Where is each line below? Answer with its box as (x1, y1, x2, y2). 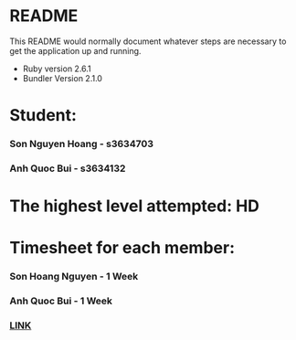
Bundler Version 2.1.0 (22, 72, 103, 83)
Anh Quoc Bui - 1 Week (9, 294, 112, 307)
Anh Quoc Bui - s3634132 (9, 162, 126, 175)
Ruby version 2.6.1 (22, 63, 91, 74)
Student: (9, 105, 78, 126)
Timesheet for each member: (9, 238, 236, 259)
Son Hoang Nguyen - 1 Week (9, 271, 139, 283)
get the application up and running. (9, 45, 142, 56)
